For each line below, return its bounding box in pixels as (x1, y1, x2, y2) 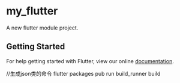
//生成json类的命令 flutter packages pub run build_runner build (6, 70, 161, 77)
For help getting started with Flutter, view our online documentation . (6, 57, 174, 64)
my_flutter (6, 4, 58, 18)
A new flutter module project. (6, 24, 79, 31)
